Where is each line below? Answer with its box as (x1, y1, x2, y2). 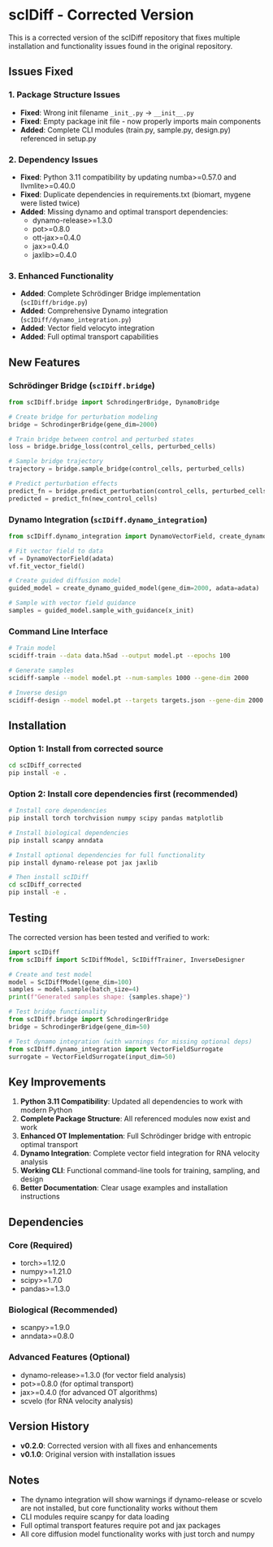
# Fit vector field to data (8, 547, 104, 555)
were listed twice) (19, 197, 80, 208)
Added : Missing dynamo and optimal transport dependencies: (19, 206, 229, 216)
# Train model (8, 644, 57, 652)
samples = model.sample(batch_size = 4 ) (8, 986, 140, 994)
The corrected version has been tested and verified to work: (8, 932, 210, 942)
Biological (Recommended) (8, 1304, 118, 1315)
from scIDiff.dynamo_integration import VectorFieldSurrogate (8, 1045, 223, 1053)
